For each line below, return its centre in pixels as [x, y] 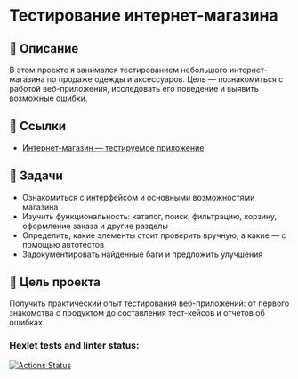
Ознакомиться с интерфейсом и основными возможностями [138, 197]
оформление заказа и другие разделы [95, 226]
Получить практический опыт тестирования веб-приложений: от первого [149, 303]
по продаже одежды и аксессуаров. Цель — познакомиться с [165, 79]
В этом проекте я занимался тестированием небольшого [118, 70]
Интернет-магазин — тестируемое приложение [113, 147]
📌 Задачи [36, 176]
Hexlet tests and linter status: [74, 346]
